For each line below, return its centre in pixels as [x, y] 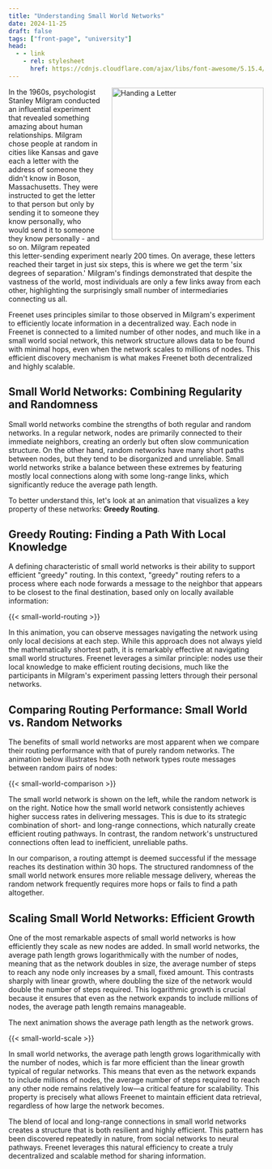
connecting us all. [38, 299]
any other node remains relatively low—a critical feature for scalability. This [134, 1088]
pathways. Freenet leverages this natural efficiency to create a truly [121, 1147]
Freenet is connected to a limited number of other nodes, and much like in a [134, 332]
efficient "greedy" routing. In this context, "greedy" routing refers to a [124, 575]
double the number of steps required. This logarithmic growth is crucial [127, 990]
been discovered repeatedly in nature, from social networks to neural [123, 1139]
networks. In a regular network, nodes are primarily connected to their [125, 433]
